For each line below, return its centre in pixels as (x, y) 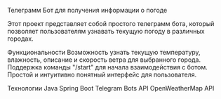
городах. (20, 39)
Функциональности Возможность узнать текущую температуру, (104, 52)
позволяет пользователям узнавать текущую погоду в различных (106, 31)
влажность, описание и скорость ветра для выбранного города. (104, 60)
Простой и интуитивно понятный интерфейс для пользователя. (102, 74)
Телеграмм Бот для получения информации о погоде (87, 10)
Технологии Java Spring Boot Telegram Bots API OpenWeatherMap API (111, 88)
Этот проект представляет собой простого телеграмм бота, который (111, 24)
